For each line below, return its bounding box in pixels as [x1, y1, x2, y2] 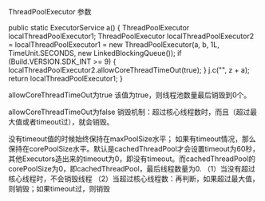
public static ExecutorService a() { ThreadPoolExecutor [8, 23, 190, 32]
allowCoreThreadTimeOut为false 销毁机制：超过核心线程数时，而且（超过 [8, 107, 251, 116]
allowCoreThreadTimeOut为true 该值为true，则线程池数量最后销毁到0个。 [8, 90, 251, 100]
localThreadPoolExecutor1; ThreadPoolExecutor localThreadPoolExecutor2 [8, 31, 254, 41]
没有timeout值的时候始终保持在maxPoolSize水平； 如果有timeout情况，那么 [8, 134, 257, 144]
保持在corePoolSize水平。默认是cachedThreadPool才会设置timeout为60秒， [8, 144, 260, 153]
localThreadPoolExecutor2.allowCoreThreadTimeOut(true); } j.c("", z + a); [8, 65, 250, 74]
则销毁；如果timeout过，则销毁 [8, 184, 110, 193]
